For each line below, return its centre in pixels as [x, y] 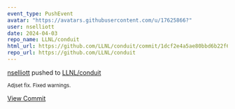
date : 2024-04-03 [33, 33]
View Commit [27, 98]
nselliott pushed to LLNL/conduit [54, 72]
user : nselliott [31, 27]
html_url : [22, 46]
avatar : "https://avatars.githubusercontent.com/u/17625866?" [100, 20]
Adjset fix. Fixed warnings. [39, 85]
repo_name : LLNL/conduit [43, 40]
